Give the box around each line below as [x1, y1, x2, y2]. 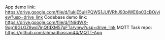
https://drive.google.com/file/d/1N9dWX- [5, 19, 89, 25]
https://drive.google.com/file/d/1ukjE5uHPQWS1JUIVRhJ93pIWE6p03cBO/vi [5, 9, 160, 15]
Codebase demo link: [44, 14, 88, 20]
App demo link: [5, 4, 36, 10]
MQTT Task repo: [116, 25, 152, 30]
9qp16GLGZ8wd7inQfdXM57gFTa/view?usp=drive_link [5, 25, 116, 30]
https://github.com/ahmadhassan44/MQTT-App [5, 30, 102, 35]
